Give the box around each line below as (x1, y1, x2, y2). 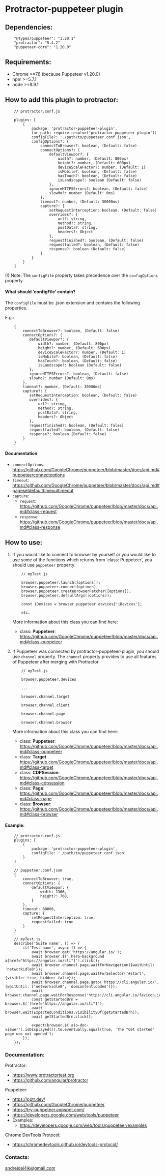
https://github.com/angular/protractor (12, 1077, 88, 1083)
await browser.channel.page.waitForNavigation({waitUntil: (31, 963, 155, 967)
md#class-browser (19, 811, 58, 817)
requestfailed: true (31, 920, 74, 925)
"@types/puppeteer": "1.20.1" (14, 36, 76, 41)
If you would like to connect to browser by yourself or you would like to (12, 551, 156, 557)
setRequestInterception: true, (31, 915, 96, 920)
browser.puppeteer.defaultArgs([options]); (21, 593, 111, 598)
